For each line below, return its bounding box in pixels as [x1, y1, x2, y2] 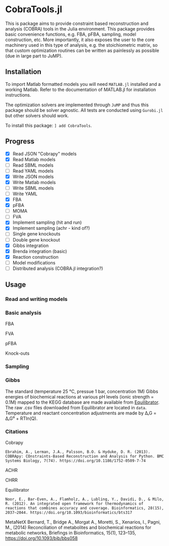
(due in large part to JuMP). [5, 52, 63, 59]
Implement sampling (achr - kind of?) [12, 225, 90, 231]
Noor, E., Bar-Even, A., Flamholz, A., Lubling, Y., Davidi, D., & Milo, [5, 497, 164, 502]
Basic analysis [5, 309, 41, 316]
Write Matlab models [12, 179, 56, 185]
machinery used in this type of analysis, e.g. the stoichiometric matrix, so [5, 42, 158, 48]
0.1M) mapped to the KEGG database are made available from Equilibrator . [5, 399, 160, 405]
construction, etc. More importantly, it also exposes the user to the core [5, 37, 155, 43]
